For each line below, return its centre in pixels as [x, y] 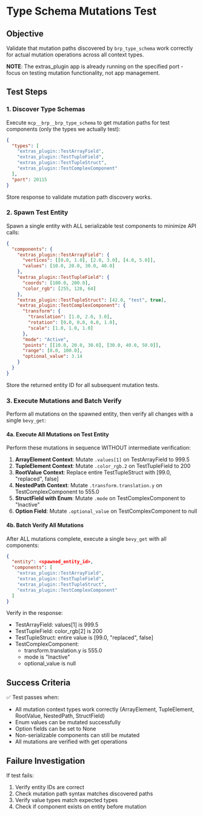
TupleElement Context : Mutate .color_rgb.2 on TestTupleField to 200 [103, 466]
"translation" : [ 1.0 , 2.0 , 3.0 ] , [70, 317]
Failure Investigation [46, 761]
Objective [25, 34]
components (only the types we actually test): [63, 129]
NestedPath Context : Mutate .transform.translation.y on [88, 485]
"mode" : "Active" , [45, 339]
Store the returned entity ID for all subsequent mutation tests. [83, 385]
